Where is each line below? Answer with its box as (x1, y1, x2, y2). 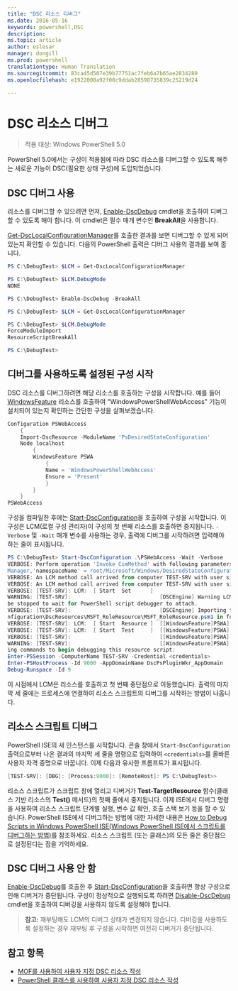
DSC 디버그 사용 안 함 (7, 863, 96, 875)
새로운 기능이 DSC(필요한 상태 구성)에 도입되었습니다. (14, 164, 163, 173)
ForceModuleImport (7, 327, 62, 334)
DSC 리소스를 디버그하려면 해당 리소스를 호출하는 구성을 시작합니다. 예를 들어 (7, 388, 221, 397)
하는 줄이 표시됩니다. (7, 540, 64, 549)
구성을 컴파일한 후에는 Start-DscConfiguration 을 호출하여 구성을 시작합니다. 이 (7, 513, 227, 522)
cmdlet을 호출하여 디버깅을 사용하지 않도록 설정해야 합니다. (7, 900, 171, 909)
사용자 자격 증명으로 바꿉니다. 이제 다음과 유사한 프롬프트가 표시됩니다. (7, 758, 202, 767)
